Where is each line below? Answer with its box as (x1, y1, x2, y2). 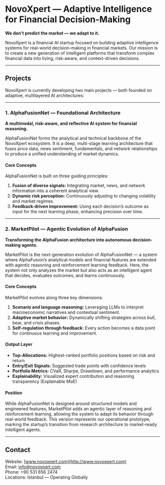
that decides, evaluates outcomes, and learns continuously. (5, 272, 126, 278)
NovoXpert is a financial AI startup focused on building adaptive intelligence (5, 39, 159, 45)
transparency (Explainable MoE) (12, 378, 77, 384)
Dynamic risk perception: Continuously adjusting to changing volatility (12, 193, 156, 199)
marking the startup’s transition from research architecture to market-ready (5, 422, 157, 428)
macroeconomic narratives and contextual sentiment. (12, 309, 120, 315)
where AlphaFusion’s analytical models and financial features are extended (5, 257, 157, 262)
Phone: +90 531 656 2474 (5, 469, 58, 475)
